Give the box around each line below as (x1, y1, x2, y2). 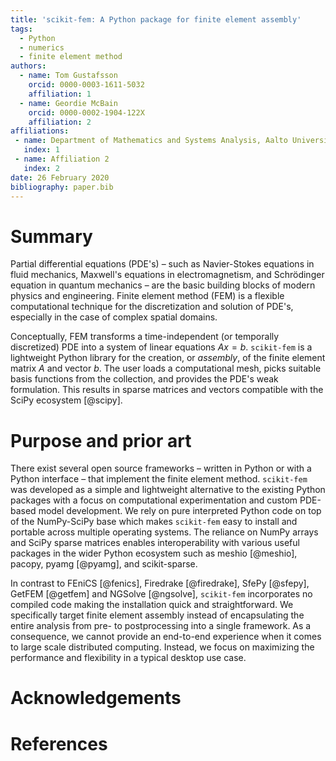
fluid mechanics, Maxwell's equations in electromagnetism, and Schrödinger (10, 269, 325, 281)
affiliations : (10, 126, 70, 136)
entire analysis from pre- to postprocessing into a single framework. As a (10, 620, 312, 632)
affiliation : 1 (28, 89, 92, 99)
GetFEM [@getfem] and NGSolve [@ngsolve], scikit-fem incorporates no (10, 588, 313, 600)
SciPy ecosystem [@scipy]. (10, 394, 123, 406)
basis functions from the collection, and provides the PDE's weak (10, 373, 279, 385)
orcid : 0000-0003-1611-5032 (28, 80, 145, 90)
